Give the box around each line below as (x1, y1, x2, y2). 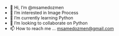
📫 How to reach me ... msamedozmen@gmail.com (9, 26, 114, 31)
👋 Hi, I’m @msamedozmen (9, 5, 64, 10)
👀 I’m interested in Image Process (9, 10, 78, 16)
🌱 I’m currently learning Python (9, 15, 73, 20)
